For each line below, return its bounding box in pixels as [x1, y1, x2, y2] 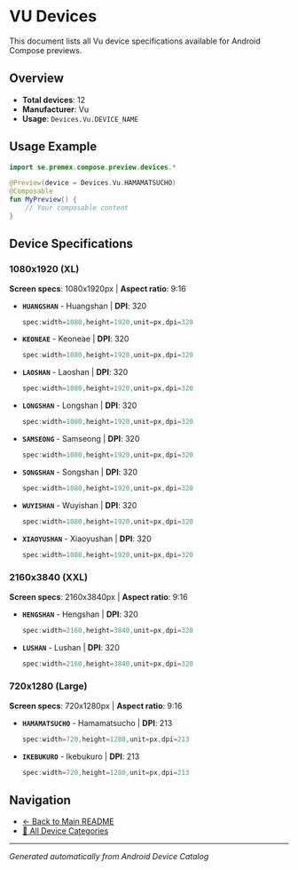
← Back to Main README [21, 816, 114, 827]
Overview [9, 71, 65, 86]
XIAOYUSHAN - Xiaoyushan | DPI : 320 [21, 533, 153, 544]
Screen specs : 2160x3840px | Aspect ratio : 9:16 [9, 591, 188, 602]
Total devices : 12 [21, 94, 86, 105]
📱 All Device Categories [21, 826, 109, 836]
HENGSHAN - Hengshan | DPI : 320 [21, 609, 139, 619]
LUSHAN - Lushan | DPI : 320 [21, 642, 120, 652]
